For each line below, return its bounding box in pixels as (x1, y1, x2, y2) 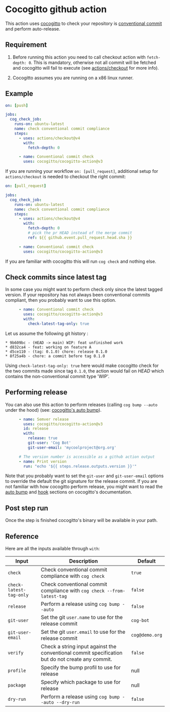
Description (69, 558, 98, 565)
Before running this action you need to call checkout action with (12, 54, 146, 60)
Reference (5, 532, 39, 541)
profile (8, 668, 26, 674)
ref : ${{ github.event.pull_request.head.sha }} (27, 235, 133, 240)
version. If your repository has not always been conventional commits (5, 292, 150, 298)
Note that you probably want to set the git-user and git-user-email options (5, 473, 164, 479)
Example (5, 89, 33, 98)
